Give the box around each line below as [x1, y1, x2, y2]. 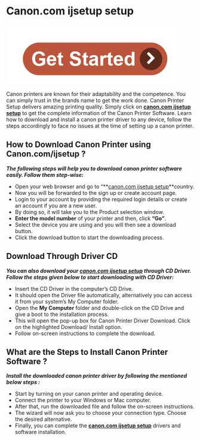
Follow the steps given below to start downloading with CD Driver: [6, 273, 174, 281]
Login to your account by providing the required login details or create [14, 195, 187, 203]
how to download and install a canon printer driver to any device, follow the [6, 116, 192, 123]
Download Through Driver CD [6, 251, 118, 261]
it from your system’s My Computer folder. [14, 298, 119, 305]
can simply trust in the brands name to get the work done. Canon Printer [6, 97, 184, 104]
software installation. [14, 429, 67, 436]
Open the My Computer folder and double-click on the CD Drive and [14, 304, 184, 311]
